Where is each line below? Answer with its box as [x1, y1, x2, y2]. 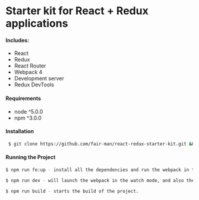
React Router [14, 62, 46, 69]
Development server [14, 75, 65, 82]
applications [5, 17, 68, 30]
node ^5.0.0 [14, 108, 43, 115]
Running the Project [5, 154, 56, 161]
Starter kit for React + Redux [5, 4, 149, 18]
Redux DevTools [14, 81, 55, 88]
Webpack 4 [14, 69, 43, 76]
